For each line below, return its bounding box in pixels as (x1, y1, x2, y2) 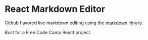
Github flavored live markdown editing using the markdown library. (5, 20, 143, 26)
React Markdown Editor (5, 3, 106, 15)
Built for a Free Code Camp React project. (5, 29, 92, 35)
